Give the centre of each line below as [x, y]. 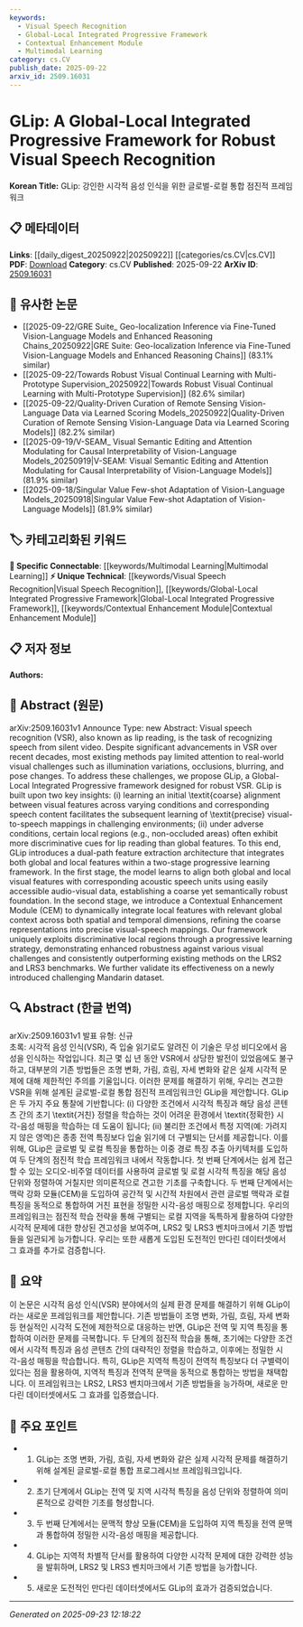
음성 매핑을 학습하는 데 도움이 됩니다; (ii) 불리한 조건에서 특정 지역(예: [142, 1126]
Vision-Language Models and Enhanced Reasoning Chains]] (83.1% [148, 355]
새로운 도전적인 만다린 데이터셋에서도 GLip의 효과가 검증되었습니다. [154, 1588]
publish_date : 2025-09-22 [58, 69]
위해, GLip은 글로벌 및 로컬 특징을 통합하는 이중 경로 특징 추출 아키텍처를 [137, 1148]
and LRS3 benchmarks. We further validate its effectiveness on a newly [142, 968]
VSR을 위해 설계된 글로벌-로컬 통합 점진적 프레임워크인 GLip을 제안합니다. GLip [149, 1092]
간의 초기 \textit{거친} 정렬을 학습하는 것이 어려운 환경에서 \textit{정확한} [147, 1114]
